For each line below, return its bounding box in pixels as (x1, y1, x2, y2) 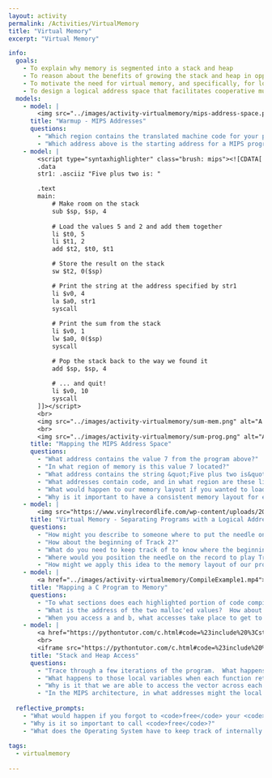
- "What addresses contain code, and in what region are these (37, 478, 255, 486)
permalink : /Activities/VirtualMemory (8, 19, 139, 28)
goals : (15, 57, 38, 65)
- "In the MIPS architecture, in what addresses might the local (37, 689, 263, 698)
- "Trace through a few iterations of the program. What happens (37, 667, 266, 675)
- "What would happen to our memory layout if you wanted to (37, 485, 249, 494)
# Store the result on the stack (51, 260, 164, 268)
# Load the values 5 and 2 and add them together (51, 223, 223, 231)
